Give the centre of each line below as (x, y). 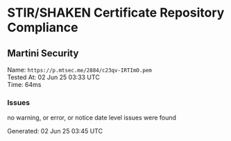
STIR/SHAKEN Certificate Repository (116, 13)
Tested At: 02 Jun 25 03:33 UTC (54, 77)
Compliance (43, 27)
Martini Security (43, 53)
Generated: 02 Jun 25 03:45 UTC (55, 131)
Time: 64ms (24, 84)
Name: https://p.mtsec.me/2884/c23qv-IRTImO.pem (80, 70)
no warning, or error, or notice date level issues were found (92, 118)
